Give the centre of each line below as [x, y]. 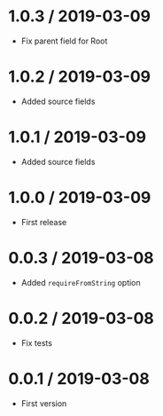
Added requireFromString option [81, 282]
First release [44, 222]
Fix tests [36, 342]
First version [44, 403]
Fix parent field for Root [64, 41]
